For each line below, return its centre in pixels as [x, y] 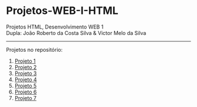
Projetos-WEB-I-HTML [62, 11]
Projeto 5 [26, 85]
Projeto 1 [25, 61]
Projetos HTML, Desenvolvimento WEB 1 [55, 27]
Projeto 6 [26, 92]
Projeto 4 [26, 79]
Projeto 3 [26, 73]
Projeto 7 [26, 98]
